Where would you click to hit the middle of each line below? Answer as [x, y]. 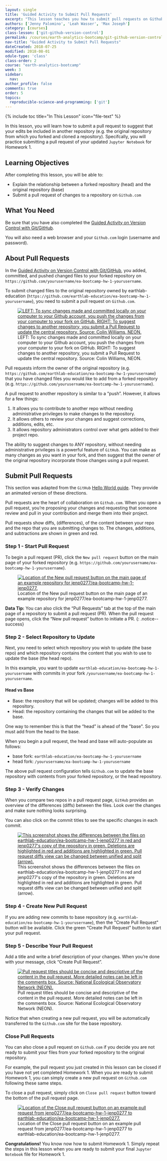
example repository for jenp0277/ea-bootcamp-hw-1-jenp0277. [83, 598]
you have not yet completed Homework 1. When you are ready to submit [79, 1072]
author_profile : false [29, 84]
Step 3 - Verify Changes [35, 790]
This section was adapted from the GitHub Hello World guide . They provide [82, 488]
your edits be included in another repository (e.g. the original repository [78, 131]
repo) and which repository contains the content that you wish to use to [78, 653]
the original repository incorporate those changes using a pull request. [77, 460]
